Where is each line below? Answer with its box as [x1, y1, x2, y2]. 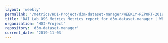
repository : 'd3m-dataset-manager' [5, 26, 79, 31]
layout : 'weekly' [5, 7, 41, 12]
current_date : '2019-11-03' [5, 30, 64, 35]
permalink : [5, 12, 28, 17]
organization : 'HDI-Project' [5, 21, 66, 26]
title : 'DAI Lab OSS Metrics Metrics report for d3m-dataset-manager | [5, 16, 157, 21]
